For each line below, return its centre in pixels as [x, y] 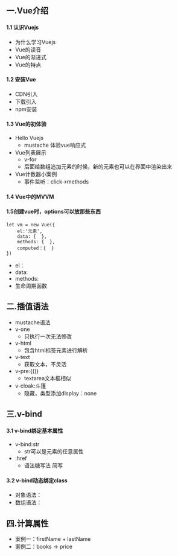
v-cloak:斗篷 [30, 386]
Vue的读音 [28, 50]
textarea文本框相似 [47, 378]
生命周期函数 [31, 286]
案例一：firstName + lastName [53, 539]
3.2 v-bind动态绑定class [37, 480]
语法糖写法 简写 [43, 465]
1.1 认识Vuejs [23, 27]
